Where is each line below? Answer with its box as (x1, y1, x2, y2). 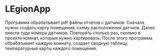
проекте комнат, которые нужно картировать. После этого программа (5, 35, 153, 41)
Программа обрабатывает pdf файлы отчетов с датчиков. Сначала (5, 19, 144, 25)
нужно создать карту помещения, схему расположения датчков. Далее (5, 24, 155, 30)
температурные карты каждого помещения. (5, 45, 97, 51)
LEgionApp (5, 3, 51, 15)
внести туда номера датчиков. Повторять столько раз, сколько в (5, 30, 141, 36)
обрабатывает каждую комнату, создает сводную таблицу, (5, 40, 129, 46)
